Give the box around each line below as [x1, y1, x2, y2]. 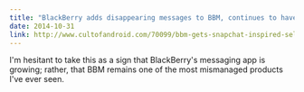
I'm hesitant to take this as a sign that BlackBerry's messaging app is [9, 55, 266, 66]
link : [9, 30, 30, 39]
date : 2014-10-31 [9, 22, 75, 31]
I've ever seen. [9, 74, 65, 85]
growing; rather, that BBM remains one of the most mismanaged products [9, 64, 283, 75]
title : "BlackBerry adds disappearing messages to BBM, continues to [9, 13, 278, 23]
